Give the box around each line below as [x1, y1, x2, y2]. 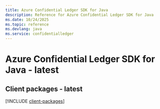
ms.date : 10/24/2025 [5, 17, 49, 22]
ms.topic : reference [5, 21, 49, 27]
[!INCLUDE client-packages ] [5, 98, 65, 104]
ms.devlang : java [5, 27, 42, 32]
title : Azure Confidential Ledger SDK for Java [5, 7, 109, 13]
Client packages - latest [5, 84, 83, 93]
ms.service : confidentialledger [5, 31, 74, 36]
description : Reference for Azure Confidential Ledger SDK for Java [5, 12, 154, 17]
